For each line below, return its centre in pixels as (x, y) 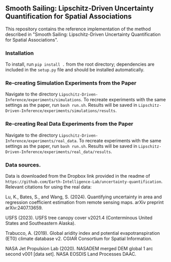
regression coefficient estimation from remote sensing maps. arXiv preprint (84, 202)
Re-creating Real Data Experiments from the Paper (69, 124)
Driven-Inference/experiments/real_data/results (58, 152)
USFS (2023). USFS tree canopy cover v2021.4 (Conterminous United (79, 218)
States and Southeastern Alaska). (40, 223)
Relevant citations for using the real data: (49, 187)
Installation (20, 53)
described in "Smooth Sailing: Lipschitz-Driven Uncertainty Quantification (83, 34)
